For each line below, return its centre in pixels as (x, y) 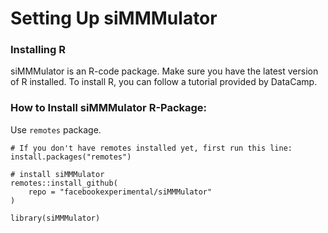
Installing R (38, 50)
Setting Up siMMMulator (114, 18)
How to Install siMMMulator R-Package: (109, 108)
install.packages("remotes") (71, 157)
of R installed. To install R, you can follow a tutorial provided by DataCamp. (164, 82)
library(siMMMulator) (55, 218)
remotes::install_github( (64, 183)
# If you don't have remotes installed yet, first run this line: (151, 148)
